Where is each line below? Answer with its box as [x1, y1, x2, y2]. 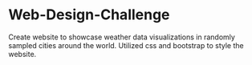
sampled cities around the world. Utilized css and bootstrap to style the [8, 40, 244, 50]
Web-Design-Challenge [8, 6, 170, 24]
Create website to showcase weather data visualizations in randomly [8, 32, 235, 42]
